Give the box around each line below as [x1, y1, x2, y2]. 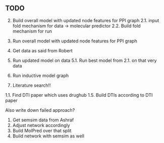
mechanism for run [12, 28, 52, 34]
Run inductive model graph [12, 73, 69, 79]
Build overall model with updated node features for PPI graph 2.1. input [12, 17, 159, 23]
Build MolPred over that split [12, 127, 72, 133]
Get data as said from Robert [12, 47, 73, 53]
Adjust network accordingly [12, 122, 70, 128]
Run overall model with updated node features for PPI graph [12, 38, 137, 44]
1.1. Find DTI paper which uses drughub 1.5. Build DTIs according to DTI [5, 92, 153, 98]
